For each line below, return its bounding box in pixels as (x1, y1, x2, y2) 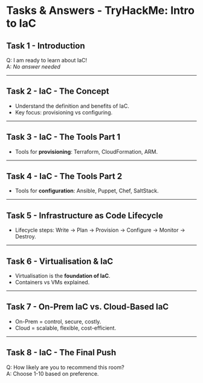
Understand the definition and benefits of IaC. (14, 102, 130, 110)
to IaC (6, 16, 36, 30)
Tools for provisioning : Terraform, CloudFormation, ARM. (14, 148, 158, 155)
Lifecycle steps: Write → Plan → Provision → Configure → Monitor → (14, 226, 185, 234)
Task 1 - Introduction (6, 41, 85, 51)
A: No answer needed (6, 63, 60, 70)
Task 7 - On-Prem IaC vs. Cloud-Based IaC (6, 302, 169, 312)
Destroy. (14, 233, 36, 240)
